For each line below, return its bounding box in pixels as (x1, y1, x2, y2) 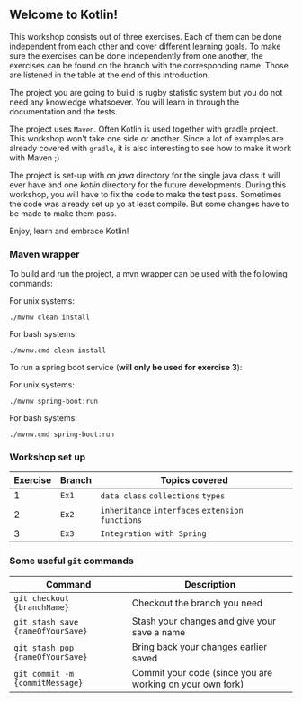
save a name (131, 625, 186, 638)
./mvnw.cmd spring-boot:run (9, 430, 115, 440)
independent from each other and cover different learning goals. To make (9, 41, 281, 51)
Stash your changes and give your (131, 615, 277, 627)
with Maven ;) (9, 152, 60, 163)
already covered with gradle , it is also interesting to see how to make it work (9, 142, 292, 153)
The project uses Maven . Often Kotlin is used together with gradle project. (9, 123, 279, 134)
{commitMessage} (13, 678, 84, 688)
